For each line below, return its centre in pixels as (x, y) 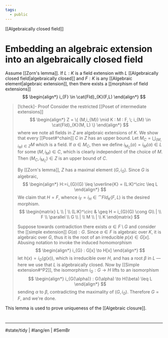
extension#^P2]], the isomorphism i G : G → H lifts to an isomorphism (88, 270)
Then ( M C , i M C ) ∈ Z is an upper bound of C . (62, 159)
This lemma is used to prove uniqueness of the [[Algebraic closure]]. (76, 308)
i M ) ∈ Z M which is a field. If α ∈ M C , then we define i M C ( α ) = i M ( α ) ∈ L (90, 146)
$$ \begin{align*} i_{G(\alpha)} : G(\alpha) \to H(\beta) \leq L (90, 279)
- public (19, 14)
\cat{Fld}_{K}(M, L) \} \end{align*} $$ (90, 125)
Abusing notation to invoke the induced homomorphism (74, 242)
